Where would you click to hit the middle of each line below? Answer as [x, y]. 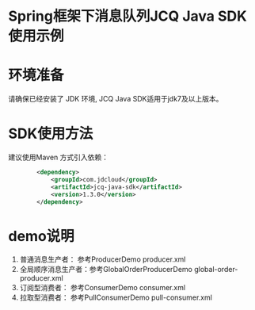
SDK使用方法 [51, 134]
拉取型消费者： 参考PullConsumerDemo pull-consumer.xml [116, 297]
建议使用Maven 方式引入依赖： [59, 157]
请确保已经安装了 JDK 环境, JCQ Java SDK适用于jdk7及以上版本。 [116, 99]
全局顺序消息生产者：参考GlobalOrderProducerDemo [106, 270]
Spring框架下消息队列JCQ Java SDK [127, 16]
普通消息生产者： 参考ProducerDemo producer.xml [103, 259]
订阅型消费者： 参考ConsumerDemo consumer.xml [103, 288]
